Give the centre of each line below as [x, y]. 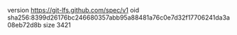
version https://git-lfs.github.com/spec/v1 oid [73, 10]
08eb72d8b [24, 25]
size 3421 [57, 25]
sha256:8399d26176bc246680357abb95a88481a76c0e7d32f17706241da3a [119, 17]
